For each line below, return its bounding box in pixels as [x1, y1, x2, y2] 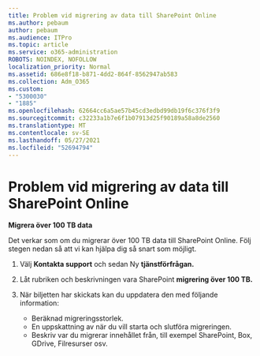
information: [19, 298, 59, 308]
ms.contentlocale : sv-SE [8, 129, 90, 137]
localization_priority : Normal [8, 63, 111, 71]
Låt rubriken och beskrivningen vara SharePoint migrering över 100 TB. [19, 275, 254, 284]
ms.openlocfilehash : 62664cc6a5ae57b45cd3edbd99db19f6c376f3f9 [8, 107, 221, 115]
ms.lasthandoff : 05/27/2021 [8, 136, 101, 144]
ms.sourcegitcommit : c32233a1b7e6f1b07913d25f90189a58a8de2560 [8, 114, 221, 122]
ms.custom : [8, 84, 44, 93]
